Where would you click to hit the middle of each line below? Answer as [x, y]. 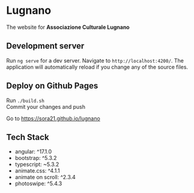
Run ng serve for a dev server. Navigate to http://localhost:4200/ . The [95, 60]
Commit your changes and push [46, 106]
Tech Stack [28, 137]
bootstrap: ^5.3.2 [36, 158]
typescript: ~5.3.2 [37, 164]
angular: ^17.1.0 [33, 152]
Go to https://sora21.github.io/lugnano [53, 118]
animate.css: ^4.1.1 [37, 171]
